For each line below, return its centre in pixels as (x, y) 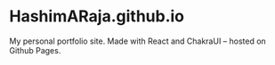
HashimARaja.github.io (97, 16)
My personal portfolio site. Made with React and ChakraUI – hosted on (138, 41)
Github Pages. (35, 50)
